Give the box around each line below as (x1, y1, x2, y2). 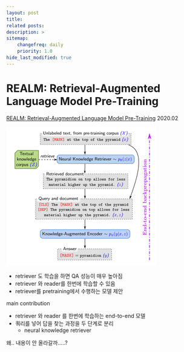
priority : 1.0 (17, 49, 53, 55)
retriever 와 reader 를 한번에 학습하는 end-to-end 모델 (15, 312, 146, 319)
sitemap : (6, 35, 28, 42)
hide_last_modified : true (6, 55, 71, 61)
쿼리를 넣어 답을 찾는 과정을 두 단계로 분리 (15, 319, 114, 327)
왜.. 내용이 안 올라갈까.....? (6, 339, 68, 346)
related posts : (6, 22, 45, 29)
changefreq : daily (17, 42, 64, 48)
